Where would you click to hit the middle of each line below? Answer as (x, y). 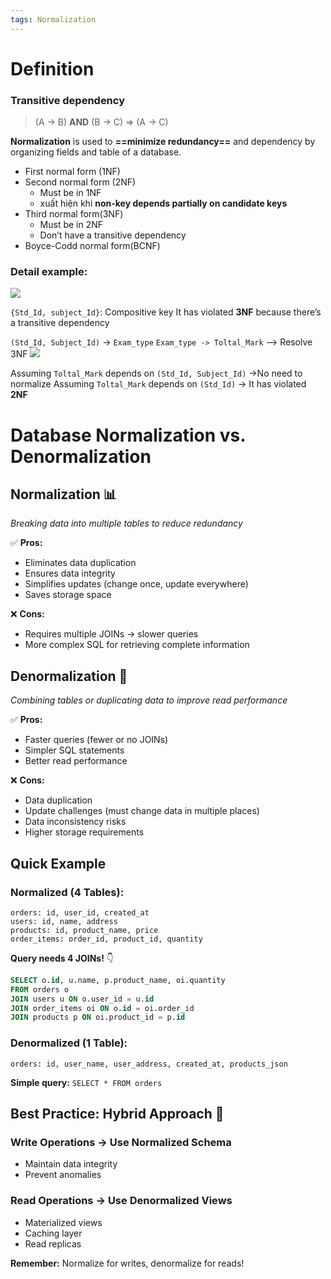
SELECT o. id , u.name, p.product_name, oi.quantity (118, 980)
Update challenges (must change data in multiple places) (142, 811)
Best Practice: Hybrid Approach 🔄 (117, 1113)
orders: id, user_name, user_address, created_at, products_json (149, 1064)
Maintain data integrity (71, 1164)
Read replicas (53, 1243)
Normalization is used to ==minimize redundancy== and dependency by (163, 142)
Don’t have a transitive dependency (113, 235)
